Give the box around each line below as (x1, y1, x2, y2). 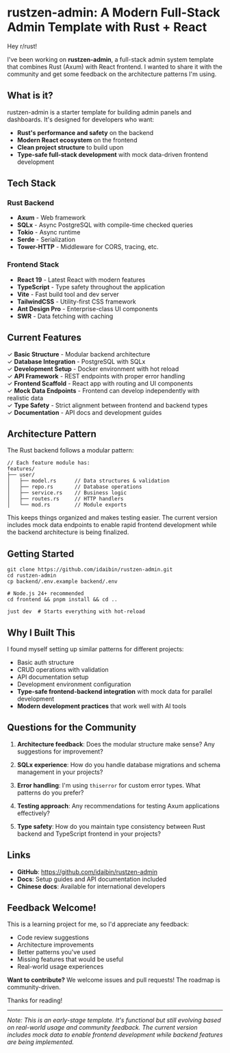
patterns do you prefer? (16, 788, 84, 797)
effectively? (16, 809, 50, 817)
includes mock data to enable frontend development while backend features (7, 1030, 224, 1039)
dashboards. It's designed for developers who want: (7, 115, 155, 123)
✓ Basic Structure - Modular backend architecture (7, 350, 151, 358)
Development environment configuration (16, 680, 131, 688)
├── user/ (7, 472, 36, 479)
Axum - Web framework (16, 214, 86, 222)
